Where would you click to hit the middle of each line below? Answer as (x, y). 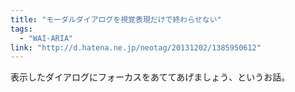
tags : (21, 29)
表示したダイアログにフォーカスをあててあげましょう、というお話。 (150, 77)
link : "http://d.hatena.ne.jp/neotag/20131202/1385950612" (136, 47)
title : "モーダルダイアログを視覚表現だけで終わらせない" (116, 19)
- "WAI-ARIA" (46, 38)
